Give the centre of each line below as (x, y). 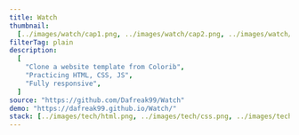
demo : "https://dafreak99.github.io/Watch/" (93, 108)
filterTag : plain (41, 42)
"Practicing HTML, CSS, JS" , (79, 75)
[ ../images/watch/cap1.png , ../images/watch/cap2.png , (121, 34)
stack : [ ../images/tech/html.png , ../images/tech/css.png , (121, 116)
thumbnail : (29, 26)
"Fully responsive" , (63, 83)
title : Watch (33, 17)
